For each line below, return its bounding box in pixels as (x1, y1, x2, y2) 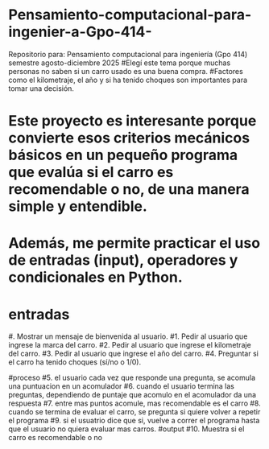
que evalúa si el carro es (8, 163, 174, 182)
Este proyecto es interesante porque (8, 112, 257, 130)
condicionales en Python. (8, 268, 183, 286)
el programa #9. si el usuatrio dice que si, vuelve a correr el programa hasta (8, 416, 260, 426)
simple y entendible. (8, 197, 147, 216)
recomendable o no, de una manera (8, 180, 250, 199)
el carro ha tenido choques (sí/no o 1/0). (8, 357, 142, 367)
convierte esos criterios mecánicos (8, 129, 250, 147)
